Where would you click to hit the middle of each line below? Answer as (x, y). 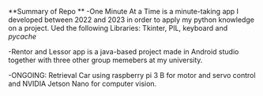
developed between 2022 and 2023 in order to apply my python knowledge (131, 20)
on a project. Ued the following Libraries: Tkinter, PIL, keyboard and (118, 28)
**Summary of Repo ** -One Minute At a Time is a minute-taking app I (124, 11)
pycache (23, 36)
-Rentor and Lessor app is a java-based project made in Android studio (124, 52)
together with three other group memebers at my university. (105, 60)
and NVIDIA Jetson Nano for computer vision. (83, 83)
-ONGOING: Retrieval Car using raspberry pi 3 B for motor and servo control (132, 75)
